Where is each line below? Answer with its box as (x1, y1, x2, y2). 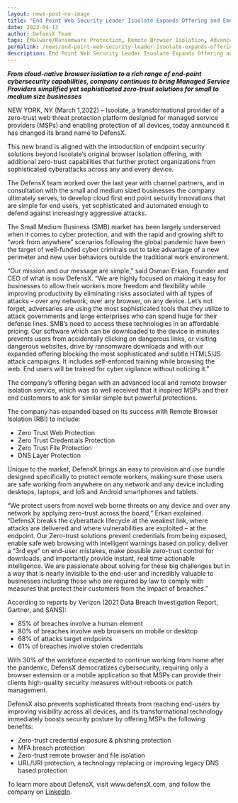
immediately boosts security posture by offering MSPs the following (7, 714, 205, 723)
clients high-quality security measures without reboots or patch (7, 678, 193, 687)
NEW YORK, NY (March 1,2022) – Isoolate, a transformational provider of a (7, 106, 225, 114)
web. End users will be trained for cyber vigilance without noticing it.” (7, 364, 210, 373)
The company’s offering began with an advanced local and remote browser (7, 378, 227, 387)
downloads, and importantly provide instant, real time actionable (7, 554, 195, 562)
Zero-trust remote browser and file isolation (17, 750, 145, 760)
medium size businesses (7, 92, 82, 100)
